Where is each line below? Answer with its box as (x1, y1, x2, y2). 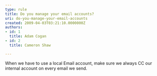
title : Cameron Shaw (9, 43, 51, 48)
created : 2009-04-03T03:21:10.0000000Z (5, 20, 86, 25)
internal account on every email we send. (5, 65, 87, 71)
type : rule (5, 7, 27, 12)
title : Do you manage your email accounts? (5, 12, 94, 16)
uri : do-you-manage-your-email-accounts (5, 16, 88, 21)
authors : (5, 25, 23, 30)
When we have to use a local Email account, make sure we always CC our (5, 60, 153, 66)
